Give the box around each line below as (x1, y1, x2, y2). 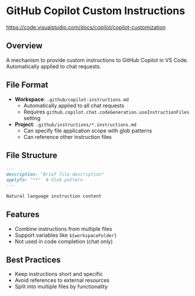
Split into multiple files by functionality (14, 283, 108, 290)
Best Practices (6, 255, 61, 265)
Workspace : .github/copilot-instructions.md (14, 96, 129, 103)
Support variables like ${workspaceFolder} (14, 232, 117, 239)
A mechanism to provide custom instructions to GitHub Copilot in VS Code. (6, 56, 188, 63)
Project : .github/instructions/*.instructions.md (14, 121, 137, 128)
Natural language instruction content (6, 193, 102, 199)
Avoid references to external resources (14, 277, 110, 284)
